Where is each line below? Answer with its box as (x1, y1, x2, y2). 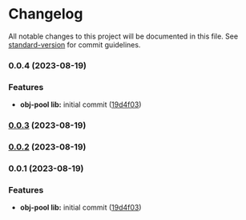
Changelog (8, 5, 83, 23)
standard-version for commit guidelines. (8, 39, 141, 49)
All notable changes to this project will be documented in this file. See (8, 31, 239, 41)
